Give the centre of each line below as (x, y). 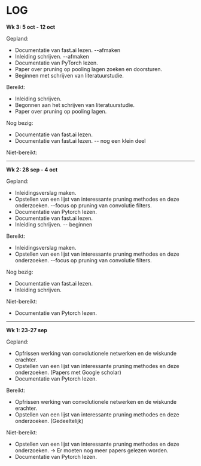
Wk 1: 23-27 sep (27, 330)
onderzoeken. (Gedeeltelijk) (49, 421)
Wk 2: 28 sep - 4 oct (32, 169)
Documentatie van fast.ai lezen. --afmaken (68, 50)
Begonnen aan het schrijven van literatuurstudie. (74, 105)
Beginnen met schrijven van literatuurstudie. (69, 75)
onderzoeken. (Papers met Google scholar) (68, 372)
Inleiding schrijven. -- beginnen (54, 224)
